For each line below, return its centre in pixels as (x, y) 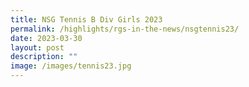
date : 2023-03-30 (46, 38)
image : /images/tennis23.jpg (71, 66)
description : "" (44, 57)
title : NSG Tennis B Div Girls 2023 (86, 19)
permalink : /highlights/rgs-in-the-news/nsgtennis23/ (125, 29)
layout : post (37, 47)
